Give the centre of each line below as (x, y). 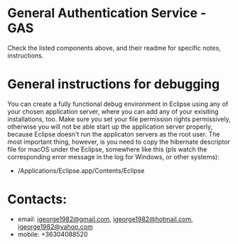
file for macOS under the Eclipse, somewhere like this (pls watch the (107, 149)
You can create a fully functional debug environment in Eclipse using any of (118, 104)
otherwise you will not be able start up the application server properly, (110, 127)
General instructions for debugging (114, 84)
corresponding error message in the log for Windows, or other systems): (114, 157)
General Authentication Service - (107, 13)
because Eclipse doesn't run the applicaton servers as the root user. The (114, 134)
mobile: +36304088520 (53, 234)
